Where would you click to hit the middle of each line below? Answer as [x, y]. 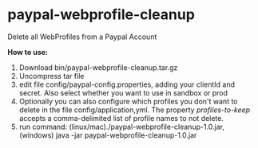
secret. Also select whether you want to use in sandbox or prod [123, 92]
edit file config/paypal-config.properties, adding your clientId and [127, 84]
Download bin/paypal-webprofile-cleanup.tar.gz [98, 67]
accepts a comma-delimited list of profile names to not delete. [121, 118]
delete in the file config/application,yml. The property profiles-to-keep [135, 110]
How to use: [28, 52]
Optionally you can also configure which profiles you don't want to [128, 101]
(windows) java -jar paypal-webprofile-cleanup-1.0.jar [108, 135]
